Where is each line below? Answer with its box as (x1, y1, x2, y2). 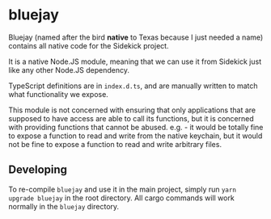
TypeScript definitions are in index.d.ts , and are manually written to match (8, 81, 258, 91)
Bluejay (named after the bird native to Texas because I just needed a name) (8, 32, 264, 42)
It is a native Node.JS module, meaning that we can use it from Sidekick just (8, 57, 262, 66)
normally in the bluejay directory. (8, 201, 120, 211)
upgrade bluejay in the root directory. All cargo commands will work (8, 192, 235, 203)
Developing (8, 163, 67, 177)
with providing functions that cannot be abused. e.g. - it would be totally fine (8, 122, 264, 132)
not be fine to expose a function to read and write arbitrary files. (8, 139, 222, 149)
